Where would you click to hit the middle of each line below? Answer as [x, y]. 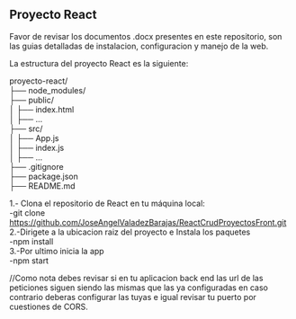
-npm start [29, 261]
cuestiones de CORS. [49, 306]
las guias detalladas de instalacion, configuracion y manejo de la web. [139, 46]
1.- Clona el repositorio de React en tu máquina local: [107, 203]
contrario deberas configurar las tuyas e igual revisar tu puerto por [133, 297]
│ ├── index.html [42, 109]
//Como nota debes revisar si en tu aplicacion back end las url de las [136, 278]
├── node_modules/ [48, 90]
